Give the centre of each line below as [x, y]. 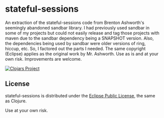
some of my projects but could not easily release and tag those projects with [82, 33]
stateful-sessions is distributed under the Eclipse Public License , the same [80, 95]
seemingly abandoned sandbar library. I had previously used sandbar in [77, 27]
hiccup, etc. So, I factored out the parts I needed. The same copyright [75, 48]
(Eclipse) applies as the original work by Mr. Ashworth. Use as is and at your [82, 54]
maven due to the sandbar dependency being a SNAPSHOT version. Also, [80, 38]
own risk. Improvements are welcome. [44, 59]
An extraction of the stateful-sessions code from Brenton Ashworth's [75, 23]
